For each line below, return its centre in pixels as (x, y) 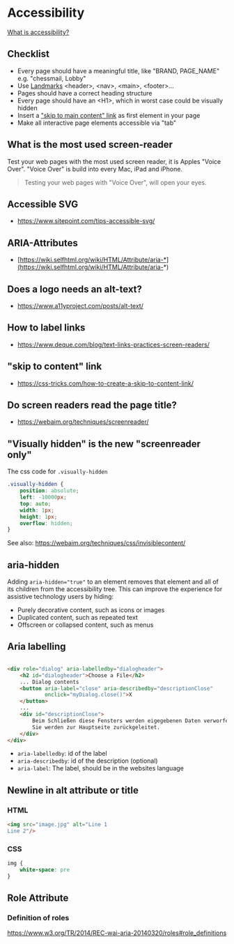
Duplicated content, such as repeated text (77, 618)
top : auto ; (36, 503)
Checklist (29, 54)
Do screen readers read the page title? (92, 405)
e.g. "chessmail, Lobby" (52, 78)
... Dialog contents (49, 682)
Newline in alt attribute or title (73, 790)
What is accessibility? (38, 32)
